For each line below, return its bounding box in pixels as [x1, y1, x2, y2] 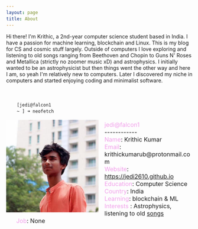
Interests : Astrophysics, [104, 202, 172, 210]
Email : [104, 143, 121, 151]
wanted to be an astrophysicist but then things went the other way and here [6, 64, 191, 71]
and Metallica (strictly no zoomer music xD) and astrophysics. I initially [6, 58, 178, 65]
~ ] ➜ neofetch [17, 108, 54, 114]
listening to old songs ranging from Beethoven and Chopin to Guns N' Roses [6, 51, 192, 59]
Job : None [16, 217, 46, 225]
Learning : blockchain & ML [104, 194, 179, 202]
